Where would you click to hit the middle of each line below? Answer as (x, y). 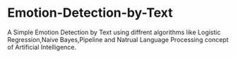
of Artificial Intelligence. (42, 47)
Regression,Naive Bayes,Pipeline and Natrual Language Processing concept (118, 39)
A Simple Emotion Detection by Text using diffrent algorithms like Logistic (114, 32)
